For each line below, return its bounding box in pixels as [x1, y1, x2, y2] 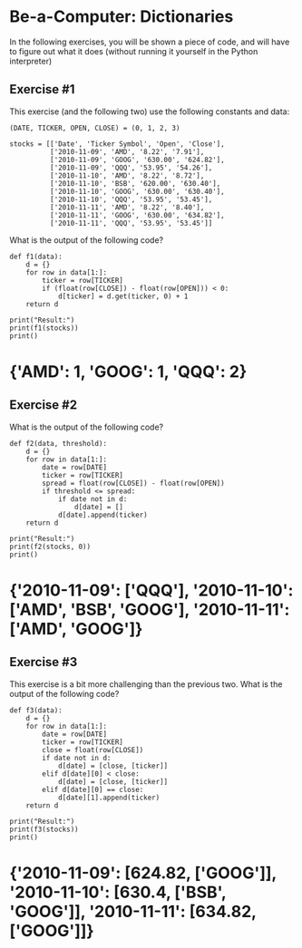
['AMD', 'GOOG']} [9, 618, 143, 639]
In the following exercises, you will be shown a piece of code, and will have [9, 36, 290, 47]
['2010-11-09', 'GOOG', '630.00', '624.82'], [49, 155, 225, 164]
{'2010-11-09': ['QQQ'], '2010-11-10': [9, 580, 294, 600]
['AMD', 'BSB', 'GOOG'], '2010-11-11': [9, 599, 290, 620]
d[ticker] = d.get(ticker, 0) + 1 [57, 292, 189, 301]
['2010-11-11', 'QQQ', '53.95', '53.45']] [49, 218, 213, 227]
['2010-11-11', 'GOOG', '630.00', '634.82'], [49, 210, 225, 219]
